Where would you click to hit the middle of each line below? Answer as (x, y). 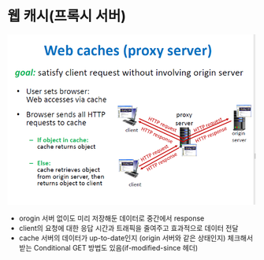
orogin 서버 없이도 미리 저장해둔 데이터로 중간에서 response (112, 218)
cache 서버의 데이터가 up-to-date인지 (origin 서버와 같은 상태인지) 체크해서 (136, 238)
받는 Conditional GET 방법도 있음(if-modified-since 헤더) (108, 248)
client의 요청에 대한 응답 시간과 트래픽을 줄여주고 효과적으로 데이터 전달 (128, 228)
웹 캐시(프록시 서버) (67, 16)
